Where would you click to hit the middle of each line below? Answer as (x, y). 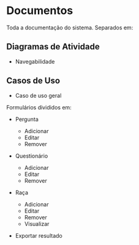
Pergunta (27, 119)
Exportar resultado (39, 235)
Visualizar (37, 224)
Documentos (40, 11)
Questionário (32, 156)
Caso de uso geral (38, 95)
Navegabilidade (35, 61)
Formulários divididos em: (39, 107)
